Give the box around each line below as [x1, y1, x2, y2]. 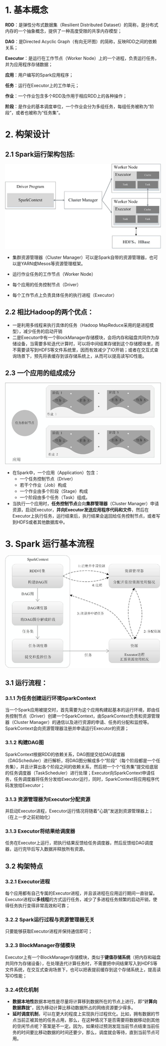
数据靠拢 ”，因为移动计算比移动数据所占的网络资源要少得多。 [12, 1004, 136, 1010]
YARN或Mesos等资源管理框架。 [21, 260, 85, 266]
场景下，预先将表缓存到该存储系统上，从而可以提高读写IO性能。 [16, 353, 147, 359]
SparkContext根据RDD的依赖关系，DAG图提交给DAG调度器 [5, 751, 125, 757]
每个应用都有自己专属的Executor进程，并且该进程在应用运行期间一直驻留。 [5, 890, 158, 896]
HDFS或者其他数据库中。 [16, 519, 68, 525]
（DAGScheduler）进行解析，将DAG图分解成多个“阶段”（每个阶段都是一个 [5, 758, 156, 763]
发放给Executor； [9, 782, 45, 788]
